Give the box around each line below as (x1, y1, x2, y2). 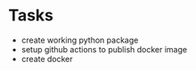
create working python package (20, 35, 139, 45)
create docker (20, 53, 73, 64)
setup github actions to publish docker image (20, 43, 188, 54)
